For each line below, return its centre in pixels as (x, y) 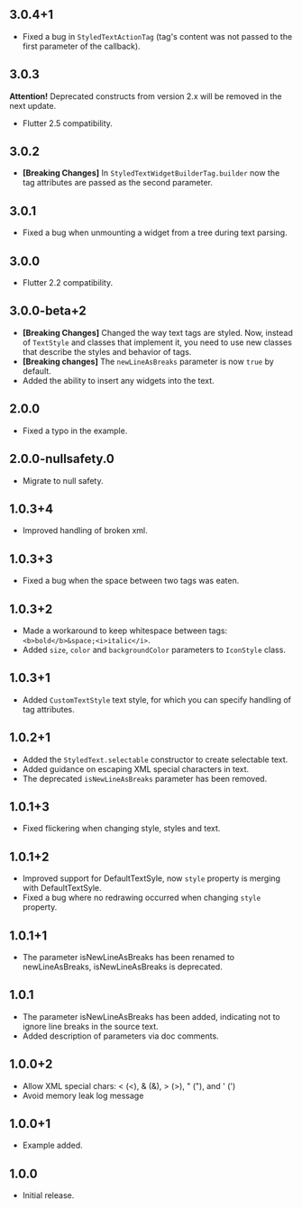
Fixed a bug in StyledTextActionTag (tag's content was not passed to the (157, 36)
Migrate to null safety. (63, 480)
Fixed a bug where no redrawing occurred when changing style (142, 898)
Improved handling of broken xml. (85, 531)
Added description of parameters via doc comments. (120, 1036)
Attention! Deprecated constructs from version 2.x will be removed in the (146, 96)
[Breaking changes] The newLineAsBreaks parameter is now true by (148, 361)
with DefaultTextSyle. (62, 888)
